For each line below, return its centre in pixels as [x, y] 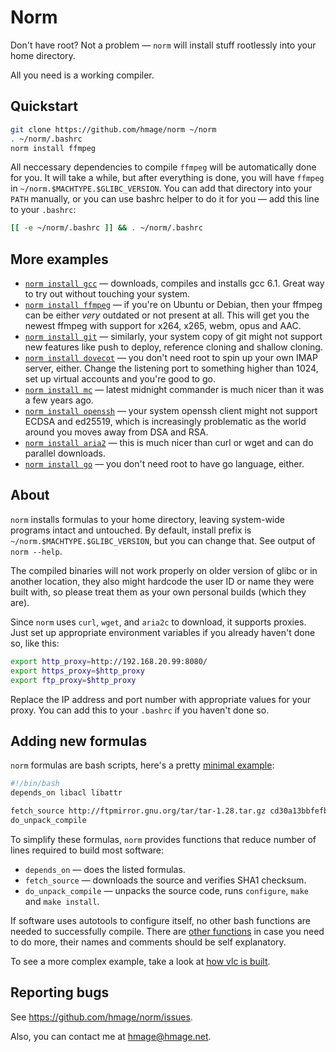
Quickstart [44, 106]
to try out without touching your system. [107, 294]
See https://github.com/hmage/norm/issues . [101, 1017]
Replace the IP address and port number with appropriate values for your [161, 699]
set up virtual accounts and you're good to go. [120, 379]
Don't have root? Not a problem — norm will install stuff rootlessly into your [163, 45]
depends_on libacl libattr [66, 793]
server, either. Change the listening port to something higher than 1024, [171, 368]
